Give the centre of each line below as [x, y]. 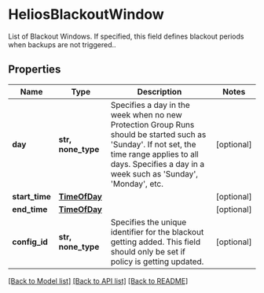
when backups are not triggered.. [62, 44]
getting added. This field [156, 242]
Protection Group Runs [152, 124]
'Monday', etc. [137, 184]
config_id [30, 242]
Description [159, 91]
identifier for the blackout [157, 232]
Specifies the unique [148, 222]
